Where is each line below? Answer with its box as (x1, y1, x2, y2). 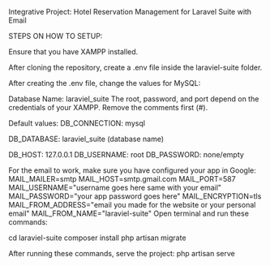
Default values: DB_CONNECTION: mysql (8, 118, 146, 128)
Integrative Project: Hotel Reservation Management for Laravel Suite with (8, 7, 252, 16)
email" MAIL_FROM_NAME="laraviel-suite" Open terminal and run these (8, 208, 250, 218)
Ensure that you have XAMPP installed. (8, 47, 139, 56)
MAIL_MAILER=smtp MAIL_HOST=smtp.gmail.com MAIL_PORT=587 (8, 174, 237, 183)
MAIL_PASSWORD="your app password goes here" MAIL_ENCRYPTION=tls (8, 191, 262, 201)
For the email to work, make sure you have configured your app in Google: (8, 165, 257, 175)
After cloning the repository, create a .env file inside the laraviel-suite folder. (8, 62, 263, 72)
